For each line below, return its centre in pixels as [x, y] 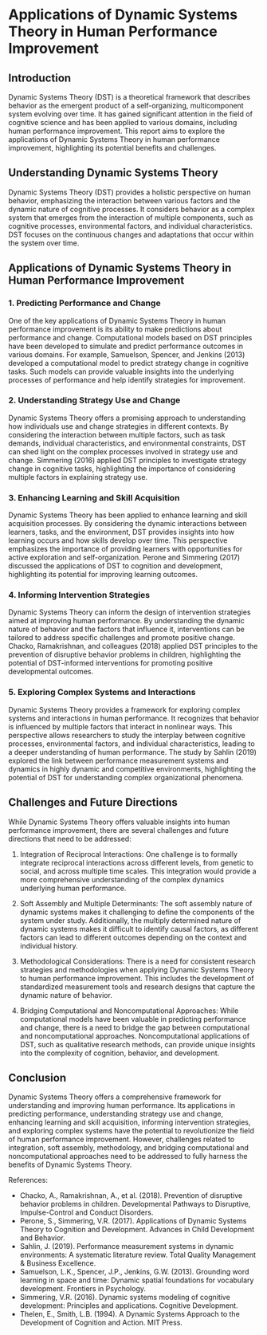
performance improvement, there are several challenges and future [119, 830]
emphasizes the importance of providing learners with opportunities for [126, 549]
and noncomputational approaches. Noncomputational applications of [134, 1036]
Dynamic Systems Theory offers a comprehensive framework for [115, 1097]
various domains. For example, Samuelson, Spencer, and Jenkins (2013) [127, 354]
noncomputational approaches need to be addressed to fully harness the [128, 1156]
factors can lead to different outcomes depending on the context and [133, 937]
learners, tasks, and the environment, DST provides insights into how [122, 532]
